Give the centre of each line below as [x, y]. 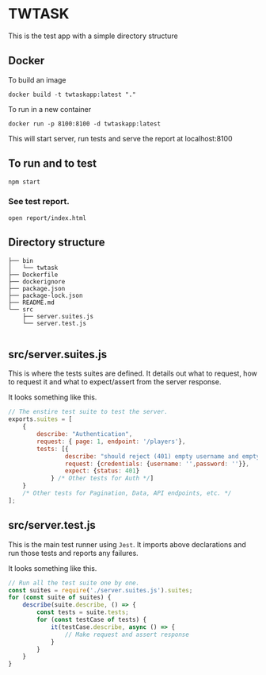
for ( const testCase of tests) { [92, 620]
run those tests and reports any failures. [73, 553]
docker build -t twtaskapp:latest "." [72, 94]
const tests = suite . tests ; [83, 612]
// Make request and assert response [127, 634]
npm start [25, 182]
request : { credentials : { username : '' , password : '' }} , [157, 464]
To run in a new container [50, 109]
